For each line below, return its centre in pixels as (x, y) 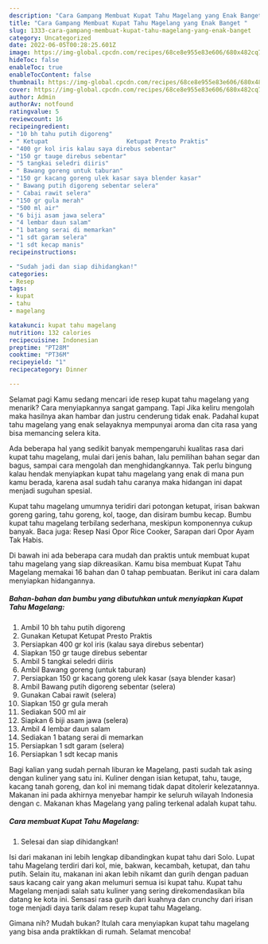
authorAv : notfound (41, 104)
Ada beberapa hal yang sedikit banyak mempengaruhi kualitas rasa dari (126, 448)
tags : (18, 289)
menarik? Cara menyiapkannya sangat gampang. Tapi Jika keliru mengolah (132, 407)
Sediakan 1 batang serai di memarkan (82, 737)
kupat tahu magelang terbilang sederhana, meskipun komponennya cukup (131, 523)
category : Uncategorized (50, 38)
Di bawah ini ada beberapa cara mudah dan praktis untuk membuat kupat (129, 555)
